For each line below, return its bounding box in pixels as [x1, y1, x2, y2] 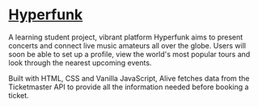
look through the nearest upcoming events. [8, 58, 152, 68]
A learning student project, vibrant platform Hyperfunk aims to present [8, 32, 243, 42]
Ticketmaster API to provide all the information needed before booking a [8, 82, 249, 92]
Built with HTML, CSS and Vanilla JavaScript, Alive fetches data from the [8, 73, 250, 83]
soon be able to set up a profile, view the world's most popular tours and [8, 49, 251, 59]
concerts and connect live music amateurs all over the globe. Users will [8, 40, 247, 50]
